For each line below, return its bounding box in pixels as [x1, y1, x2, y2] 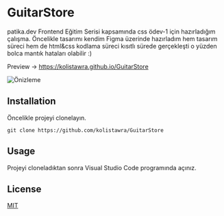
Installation [7, 96, 56, 107]
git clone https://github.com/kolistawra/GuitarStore [7, 126, 164, 134]
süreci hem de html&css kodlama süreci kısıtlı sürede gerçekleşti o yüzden [7, 42, 217, 50]
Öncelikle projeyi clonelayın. [7, 113, 87, 122]
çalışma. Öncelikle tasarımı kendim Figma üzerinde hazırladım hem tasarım [7, 34, 218, 42]
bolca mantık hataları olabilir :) [7, 49, 92, 57]
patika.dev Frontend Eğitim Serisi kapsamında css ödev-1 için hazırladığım [7, 27, 216, 36]
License [7, 183, 42, 195]
